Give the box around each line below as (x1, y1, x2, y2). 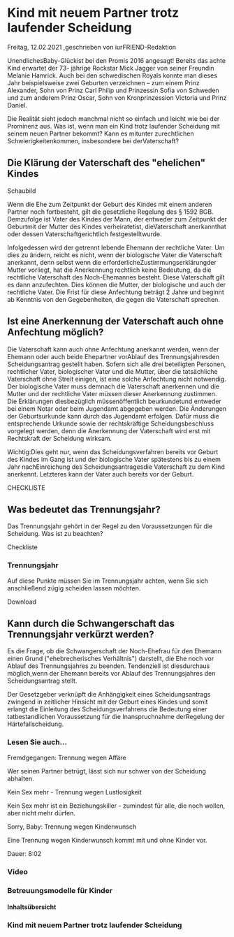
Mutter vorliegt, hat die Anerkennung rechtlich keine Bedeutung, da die (7, 266, 212, 274)
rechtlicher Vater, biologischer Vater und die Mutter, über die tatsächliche (7, 367, 218, 375)
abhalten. (7, 774, 35, 783)
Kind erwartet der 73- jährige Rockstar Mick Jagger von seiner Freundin (7, 64, 214, 72)
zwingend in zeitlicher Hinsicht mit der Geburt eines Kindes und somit (7, 697, 208, 706)
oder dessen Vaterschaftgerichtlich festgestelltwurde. (7, 229, 162, 238)
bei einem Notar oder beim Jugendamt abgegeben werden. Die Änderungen (7, 404, 227, 413)
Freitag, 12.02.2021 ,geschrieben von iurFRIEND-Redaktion (7, 43, 177, 51)
